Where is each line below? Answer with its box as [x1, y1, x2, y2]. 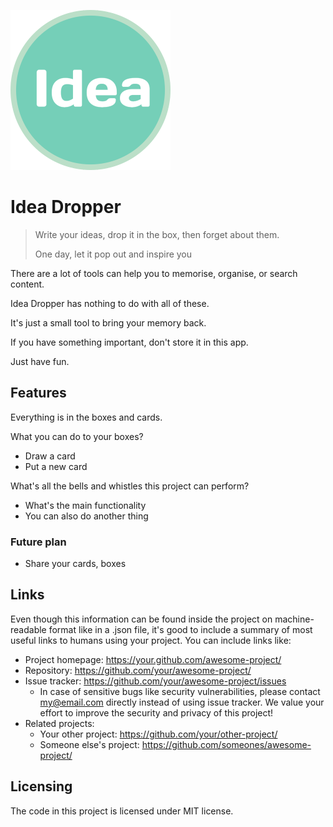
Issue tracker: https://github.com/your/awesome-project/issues [24, 675, 287, 687]
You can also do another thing [24, 510, 149, 522]
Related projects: [24, 717, 95, 729]
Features [10, 385, 67, 402]
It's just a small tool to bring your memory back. [10, 316, 207, 329]
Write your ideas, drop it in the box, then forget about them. [34, 228, 280, 240]
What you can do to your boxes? [10, 430, 144, 442]
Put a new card [24, 460, 88, 472]
